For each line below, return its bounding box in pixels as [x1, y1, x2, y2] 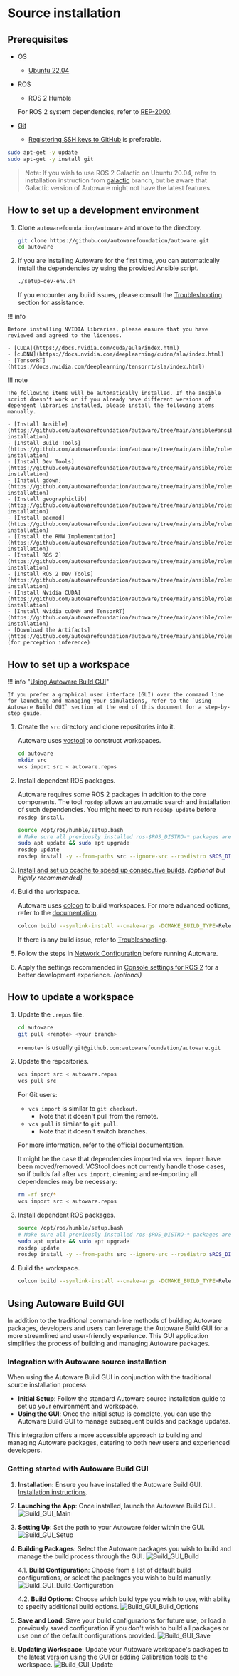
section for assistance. [17, 298, 85, 307]
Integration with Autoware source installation [7, 1357, 167, 1367]
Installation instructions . [17, 1488, 88, 1496]
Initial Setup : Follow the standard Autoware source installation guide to [17, 1394, 226, 1403]
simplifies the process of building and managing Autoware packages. [7, 1339, 211, 1347]
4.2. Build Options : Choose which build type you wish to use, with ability [17, 1595, 231, 1603]
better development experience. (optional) [17, 970, 142, 979]
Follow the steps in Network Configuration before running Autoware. [17, 949, 218, 957]
